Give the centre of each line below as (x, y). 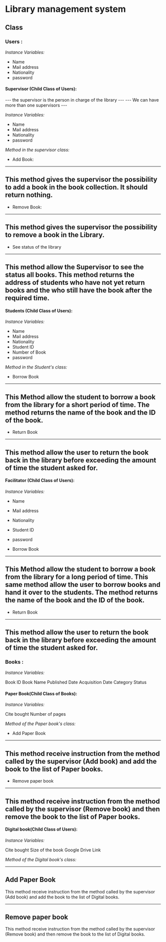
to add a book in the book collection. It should (77, 187)
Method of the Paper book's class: (40, 724)
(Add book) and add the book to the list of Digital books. (62, 897)
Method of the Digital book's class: (41, 859)
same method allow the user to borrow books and (83, 585)
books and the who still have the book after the (79, 290)
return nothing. (29, 195)
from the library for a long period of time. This (77, 577)
